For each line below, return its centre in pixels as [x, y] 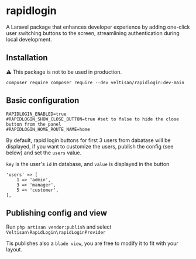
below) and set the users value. [44, 153]
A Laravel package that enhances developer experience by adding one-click [98, 27]
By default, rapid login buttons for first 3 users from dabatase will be [88, 140]
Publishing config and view [56, 213]
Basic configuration [43, 101]
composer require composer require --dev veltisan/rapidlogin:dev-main [95, 82]
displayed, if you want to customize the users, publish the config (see [90, 146]
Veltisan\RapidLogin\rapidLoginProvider [56, 233]
